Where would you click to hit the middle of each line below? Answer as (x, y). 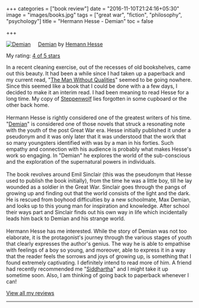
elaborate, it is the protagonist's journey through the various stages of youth (99, 237)
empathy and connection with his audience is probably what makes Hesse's (99, 149)
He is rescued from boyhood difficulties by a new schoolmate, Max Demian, (99, 199)
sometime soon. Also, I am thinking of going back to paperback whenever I (98, 275)
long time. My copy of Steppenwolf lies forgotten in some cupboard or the (97, 99)
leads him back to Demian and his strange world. (66, 218)
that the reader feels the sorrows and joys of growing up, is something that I (99, 256)
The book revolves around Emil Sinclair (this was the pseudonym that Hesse (99, 174)
